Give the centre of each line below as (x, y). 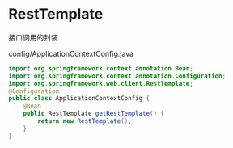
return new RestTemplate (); (85, 121)
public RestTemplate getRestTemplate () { (93, 114)
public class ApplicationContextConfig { (79, 99)
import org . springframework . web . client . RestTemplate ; (101, 83)
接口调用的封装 (33, 37)
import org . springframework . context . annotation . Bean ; (101, 68)
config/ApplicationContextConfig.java (71, 53)
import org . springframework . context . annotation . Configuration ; (117, 76)
